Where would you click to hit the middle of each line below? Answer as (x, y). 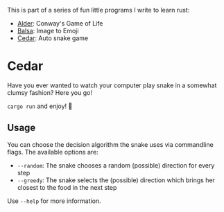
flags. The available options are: (53, 152)
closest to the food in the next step (67, 187)
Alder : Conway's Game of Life (60, 23)
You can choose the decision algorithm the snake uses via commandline (110, 144)
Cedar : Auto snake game (53, 38)
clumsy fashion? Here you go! (50, 92)
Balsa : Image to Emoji (48, 31)
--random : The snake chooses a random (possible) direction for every (116, 165)
